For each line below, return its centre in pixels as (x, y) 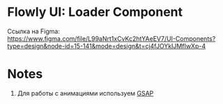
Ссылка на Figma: (34, 31)
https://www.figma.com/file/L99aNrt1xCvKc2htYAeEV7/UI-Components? (111, 38)
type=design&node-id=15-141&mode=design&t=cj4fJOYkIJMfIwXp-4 (107, 46)
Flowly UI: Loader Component (95, 12)
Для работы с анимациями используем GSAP (85, 93)
